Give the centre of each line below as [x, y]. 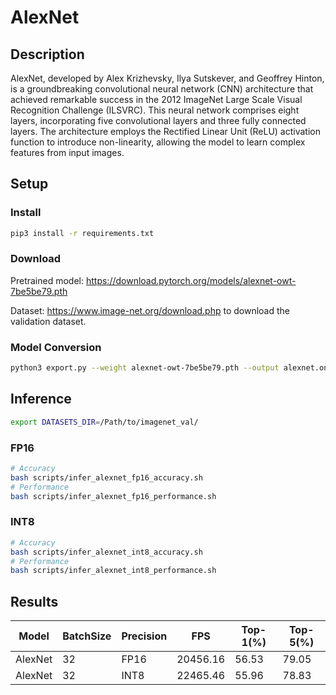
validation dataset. [48, 321]
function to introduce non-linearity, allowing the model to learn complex [158, 142]
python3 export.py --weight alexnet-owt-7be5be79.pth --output [145, 368]
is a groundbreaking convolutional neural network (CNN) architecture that [162, 89]
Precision [144, 636]
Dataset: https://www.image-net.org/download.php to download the [150, 310]
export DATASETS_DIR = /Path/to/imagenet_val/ [104, 422]
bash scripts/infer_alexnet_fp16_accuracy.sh [106, 477]
